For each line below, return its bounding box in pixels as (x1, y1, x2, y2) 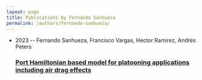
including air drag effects (15, 66, 91, 75)
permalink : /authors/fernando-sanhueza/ (6, 20, 111, 26)
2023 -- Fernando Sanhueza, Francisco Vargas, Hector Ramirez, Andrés (15, 37, 196, 44)
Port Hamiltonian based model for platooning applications (15, 58, 190, 67)
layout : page (6, 8, 40, 15)
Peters (15, 43, 32, 50)
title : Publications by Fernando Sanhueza (6, 15, 116, 21)
